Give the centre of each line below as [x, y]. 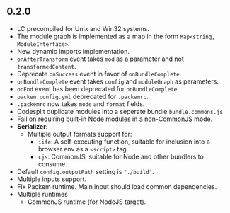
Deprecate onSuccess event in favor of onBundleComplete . [99, 74]
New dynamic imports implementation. [73, 51]
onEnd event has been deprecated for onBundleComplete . [98, 88]
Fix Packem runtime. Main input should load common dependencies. [117, 186]
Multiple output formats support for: [80, 134]
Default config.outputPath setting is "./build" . [86, 171]
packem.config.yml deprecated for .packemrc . [82, 96]
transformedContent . [46, 66]
